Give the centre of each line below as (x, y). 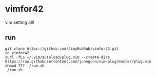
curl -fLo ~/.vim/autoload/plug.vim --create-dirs (58, 57)
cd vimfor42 (17, 53)
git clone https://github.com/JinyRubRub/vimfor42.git (62, 49)
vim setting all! (20, 22)
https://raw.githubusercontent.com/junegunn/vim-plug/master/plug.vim (78, 62)
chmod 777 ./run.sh (25, 66)
